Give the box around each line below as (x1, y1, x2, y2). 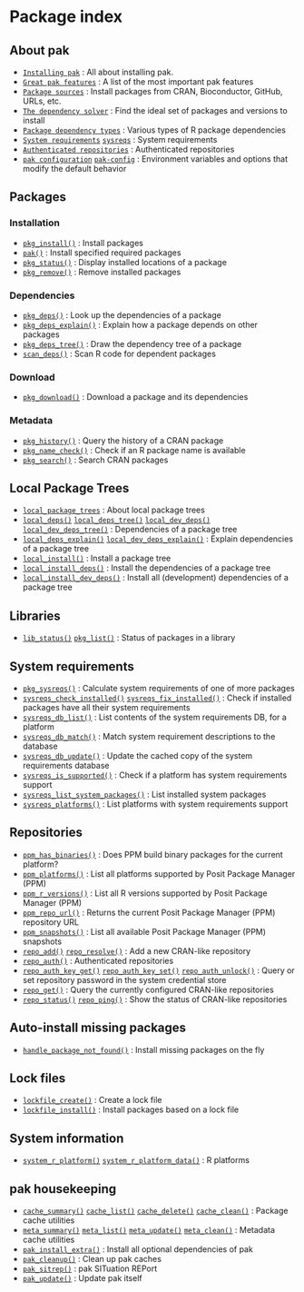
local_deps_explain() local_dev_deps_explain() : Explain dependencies (22, 533, 293, 544)
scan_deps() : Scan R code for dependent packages (22, 348, 216, 359)
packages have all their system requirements (22, 702, 191, 713)
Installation (9, 216, 61, 229)
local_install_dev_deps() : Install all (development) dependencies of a (22, 572, 289, 583)
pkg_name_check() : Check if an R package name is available (22, 444, 247, 455)
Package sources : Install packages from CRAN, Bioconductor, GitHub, (22, 86, 283, 96)
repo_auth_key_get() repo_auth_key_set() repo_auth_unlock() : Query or (22, 965, 295, 976)
